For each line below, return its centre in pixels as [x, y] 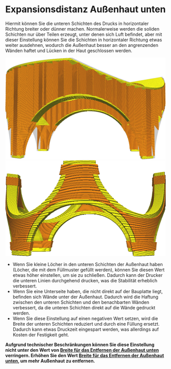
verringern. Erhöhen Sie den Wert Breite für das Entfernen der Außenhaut [85, 356]
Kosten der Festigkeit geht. [41, 335]
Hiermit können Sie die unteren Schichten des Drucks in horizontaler [77, 23]
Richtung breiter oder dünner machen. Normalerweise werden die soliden [82, 29]
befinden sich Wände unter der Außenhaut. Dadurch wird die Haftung [85, 297]
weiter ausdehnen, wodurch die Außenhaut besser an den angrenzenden [82, 45]
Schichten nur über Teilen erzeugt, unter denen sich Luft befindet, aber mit [84, 34]
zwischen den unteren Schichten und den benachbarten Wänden [81, 302]
